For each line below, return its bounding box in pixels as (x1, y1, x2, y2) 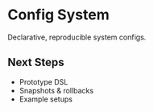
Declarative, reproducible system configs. (7, 32, 147, 42)
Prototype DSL (19, 77, 69, 86)
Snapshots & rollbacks (19, 85, 94, 95)
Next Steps (7, 56, 65, 69)
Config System (7, 6, 110, 24)
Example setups (19, 94, 73, 104)
